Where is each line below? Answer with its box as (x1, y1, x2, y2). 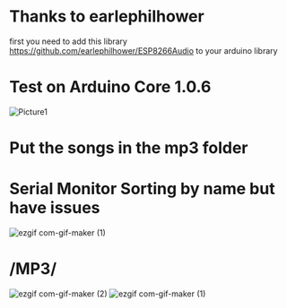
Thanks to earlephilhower (9, 6, 204, 27)
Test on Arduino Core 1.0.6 (9, 77, 212, 98)
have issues (9, 198, 100, 218)
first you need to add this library (9, 36, 128, 47)
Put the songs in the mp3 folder (9, 138, 248, 158)
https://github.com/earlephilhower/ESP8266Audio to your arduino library (9, 45, 278, 56)
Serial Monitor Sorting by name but (9, 179, 275, 199)
